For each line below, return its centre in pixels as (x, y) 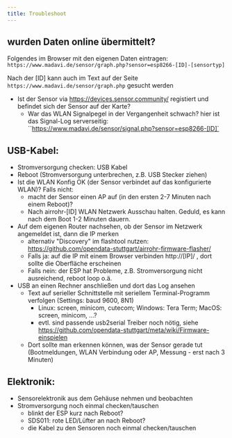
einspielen (53, 338)
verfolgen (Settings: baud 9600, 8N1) (81, 301)
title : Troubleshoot (37, 14)
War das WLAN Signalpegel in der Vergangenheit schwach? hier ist (124, 114)
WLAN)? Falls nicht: (45, 189)
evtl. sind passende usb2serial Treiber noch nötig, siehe (118, 323)
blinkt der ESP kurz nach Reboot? (75, 413)
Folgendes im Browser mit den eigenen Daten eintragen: (88, 58)
